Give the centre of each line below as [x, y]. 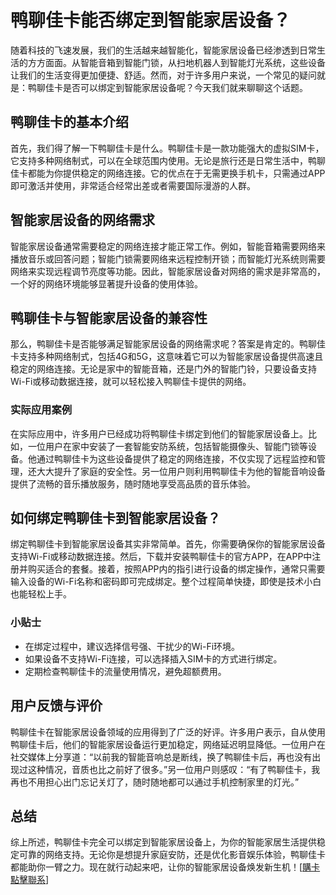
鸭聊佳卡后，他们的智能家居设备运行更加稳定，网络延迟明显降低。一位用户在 [168, 744]
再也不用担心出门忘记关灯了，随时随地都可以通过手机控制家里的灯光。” [155, 782]
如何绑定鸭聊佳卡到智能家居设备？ [115, 518]
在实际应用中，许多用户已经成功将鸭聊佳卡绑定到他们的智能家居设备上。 [159, 433]
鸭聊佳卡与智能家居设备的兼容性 [109, 317]
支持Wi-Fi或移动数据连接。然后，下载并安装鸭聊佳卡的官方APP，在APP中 [161, 557]
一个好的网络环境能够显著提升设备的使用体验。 [106, 283]
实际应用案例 [41, 410]
